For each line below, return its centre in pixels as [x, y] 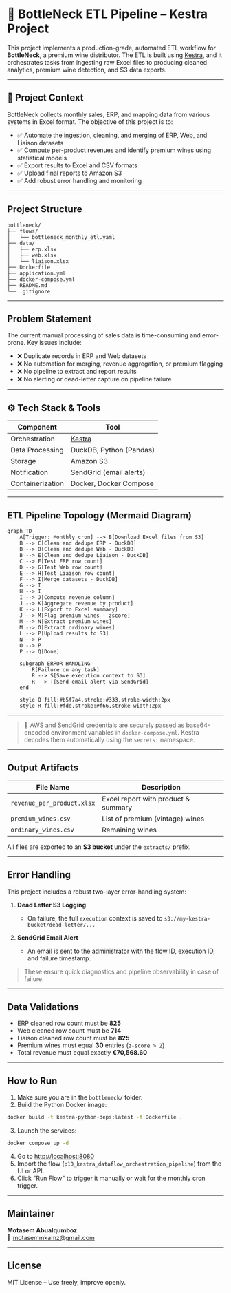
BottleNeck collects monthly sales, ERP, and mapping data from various [109, 114]
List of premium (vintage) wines [153, 819]
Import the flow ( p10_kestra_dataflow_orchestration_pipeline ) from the [119, 1164]
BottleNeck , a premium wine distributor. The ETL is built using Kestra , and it [114, 55]
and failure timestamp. [59, 958]
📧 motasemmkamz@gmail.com [51, 1237]
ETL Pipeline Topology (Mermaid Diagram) [100, 515]
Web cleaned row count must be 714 [69, 1031]
